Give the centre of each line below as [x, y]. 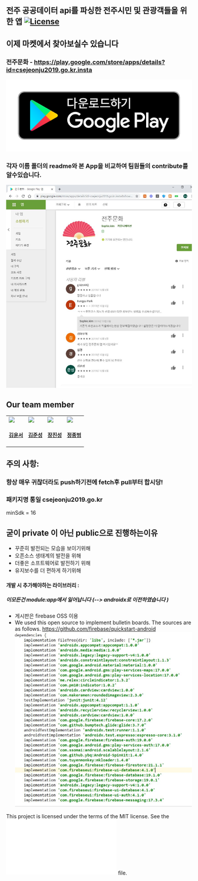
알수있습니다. [24, 175]
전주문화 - [19, 62]
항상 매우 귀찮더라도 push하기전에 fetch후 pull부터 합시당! [85, 482]
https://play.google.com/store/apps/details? [100, 62]
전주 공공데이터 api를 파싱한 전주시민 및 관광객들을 [92, 11]
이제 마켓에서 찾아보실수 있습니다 [62, 43]
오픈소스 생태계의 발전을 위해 [48, 556]
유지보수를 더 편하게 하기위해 [48, 570]
